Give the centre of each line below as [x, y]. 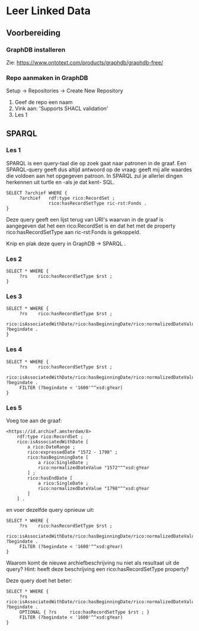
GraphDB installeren [36, 50]
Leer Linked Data [48, 11]
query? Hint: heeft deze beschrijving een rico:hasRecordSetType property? [98, 569]
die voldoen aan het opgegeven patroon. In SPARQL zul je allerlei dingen [94, 175]
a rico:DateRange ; [52, 447]
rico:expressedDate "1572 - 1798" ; [73, 452]
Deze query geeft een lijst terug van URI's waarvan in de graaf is [85, 219]
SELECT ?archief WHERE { [37, 193]
